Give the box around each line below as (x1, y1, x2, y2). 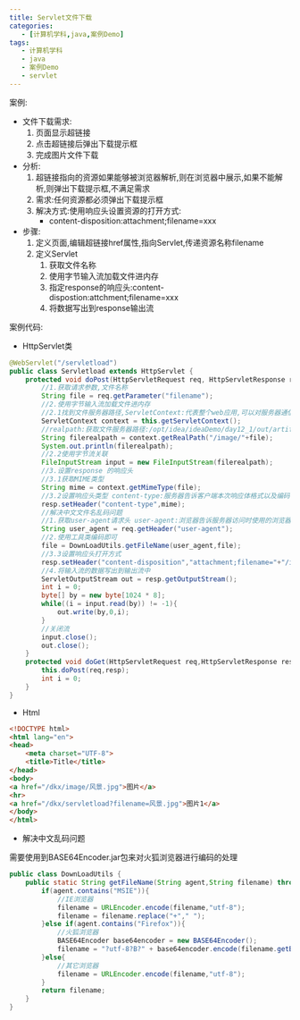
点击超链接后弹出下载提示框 (35, 138, 138, 148)
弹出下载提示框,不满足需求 (53, 182, 150, 193)
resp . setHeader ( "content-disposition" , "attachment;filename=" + (41, 558, 281, 567)
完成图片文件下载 (35, 149, 99, 160)
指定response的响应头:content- (48, 282, 165, 292)
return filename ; (41, 986, 105, 995)
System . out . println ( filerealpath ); (41, 442, 174, 451)
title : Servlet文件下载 (9, 13, 92, 22)
